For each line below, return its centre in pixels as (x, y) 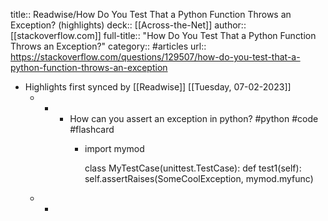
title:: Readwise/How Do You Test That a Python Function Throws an (151, 14)
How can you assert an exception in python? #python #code (194, 118)
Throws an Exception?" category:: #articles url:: (108, 46)
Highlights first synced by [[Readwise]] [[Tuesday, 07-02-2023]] (158, 87)
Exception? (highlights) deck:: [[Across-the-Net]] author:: (128, 25)
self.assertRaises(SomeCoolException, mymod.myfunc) (199, 178)
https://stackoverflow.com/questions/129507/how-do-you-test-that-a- (155, 57)
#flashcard (92, 129)
